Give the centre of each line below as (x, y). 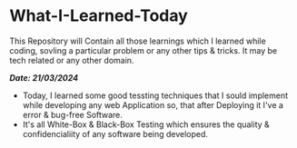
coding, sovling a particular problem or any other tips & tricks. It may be (144, 50)
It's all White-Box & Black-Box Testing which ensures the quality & (146, 124)
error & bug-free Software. (72, 114)
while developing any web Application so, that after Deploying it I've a (153, 104)
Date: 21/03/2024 (44, 77)
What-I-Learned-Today (99, 16)
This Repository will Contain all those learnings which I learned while (138, 41)
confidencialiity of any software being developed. (115, 133)
